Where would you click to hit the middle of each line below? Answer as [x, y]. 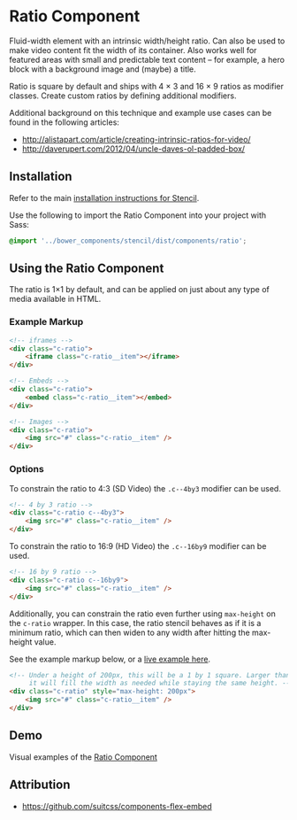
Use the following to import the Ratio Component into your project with [138, 215]
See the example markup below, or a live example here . [110, 659]
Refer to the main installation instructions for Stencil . [104, 197]
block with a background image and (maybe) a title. [103, 69]
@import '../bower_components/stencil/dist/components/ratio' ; [128, 241]
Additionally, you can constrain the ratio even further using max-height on [143, 614]
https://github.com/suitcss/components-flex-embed [117, 806]
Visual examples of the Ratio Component [83, 757]
